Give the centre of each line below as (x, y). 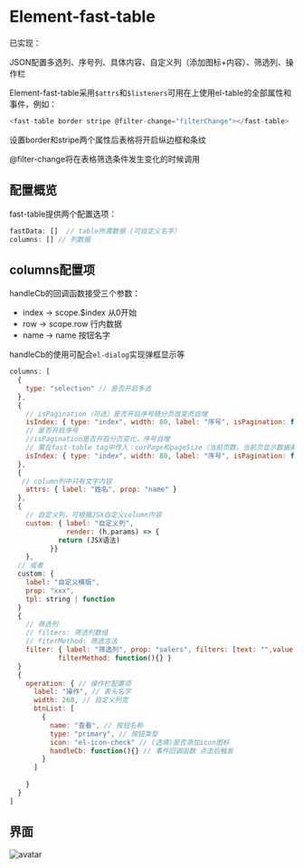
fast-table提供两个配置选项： (63, 214)
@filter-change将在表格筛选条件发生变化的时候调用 (105, 159)
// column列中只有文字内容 (67, 481)
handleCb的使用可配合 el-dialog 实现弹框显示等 (97, 354)
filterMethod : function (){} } (114, 658)
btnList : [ (54, 709)
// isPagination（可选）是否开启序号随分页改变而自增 (117, 414)
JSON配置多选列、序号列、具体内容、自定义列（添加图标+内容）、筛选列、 (148, 62)
